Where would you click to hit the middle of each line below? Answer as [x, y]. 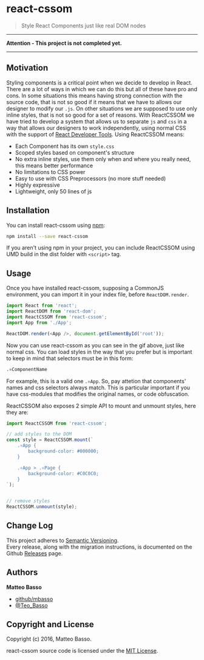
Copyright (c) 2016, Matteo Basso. [49, 639]
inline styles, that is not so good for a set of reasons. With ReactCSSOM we [100, 115]
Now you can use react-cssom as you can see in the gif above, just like [95, 345]
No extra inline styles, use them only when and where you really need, [103, 159]
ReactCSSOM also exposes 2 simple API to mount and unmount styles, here [101, 406]
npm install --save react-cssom [47, 236]
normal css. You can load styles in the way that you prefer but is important [99, 352]
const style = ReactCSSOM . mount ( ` [50, 440]
